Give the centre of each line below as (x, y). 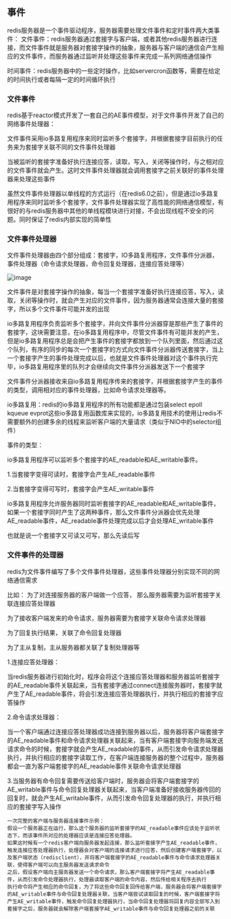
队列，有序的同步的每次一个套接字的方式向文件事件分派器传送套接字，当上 (118, 349)
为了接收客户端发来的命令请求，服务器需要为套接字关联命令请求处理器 (107, 618)
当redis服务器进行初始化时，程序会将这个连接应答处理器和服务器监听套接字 (113, 677)
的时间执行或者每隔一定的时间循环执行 (61, 79)
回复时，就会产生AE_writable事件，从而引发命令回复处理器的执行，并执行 (111, 798)
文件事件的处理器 (35, 555)
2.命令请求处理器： (34, 717)
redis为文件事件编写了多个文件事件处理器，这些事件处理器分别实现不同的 (111, 571)
